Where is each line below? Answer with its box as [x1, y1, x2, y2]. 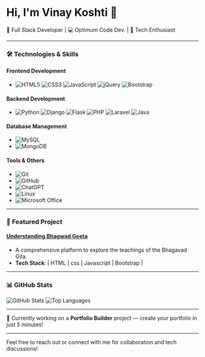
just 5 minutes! [6, 321, 44, 328]
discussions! [6, 345, 38, 353]
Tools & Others [6, 157, 45, 164]
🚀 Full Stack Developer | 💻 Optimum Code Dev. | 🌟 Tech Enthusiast [6, 26, 176, 33]
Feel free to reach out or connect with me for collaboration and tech [6, 339, 177, 346]
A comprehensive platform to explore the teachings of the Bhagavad [15, 246, 187, 254]
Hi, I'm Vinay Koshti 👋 [6, 6, 118, 20]
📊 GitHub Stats [6, 280, 53, 289]
